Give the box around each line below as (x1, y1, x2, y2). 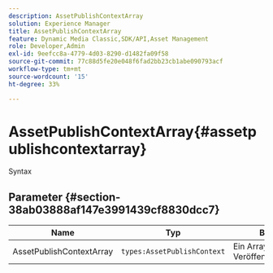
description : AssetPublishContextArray (8, 11, 144, 20)
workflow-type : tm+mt (8, 65, 82, 73)
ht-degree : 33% (8, 80, 60, 88)
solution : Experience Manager (8, 20, 111, 28)
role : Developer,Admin (8, 42, 85, 51)
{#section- (64, 190, 121, 204)
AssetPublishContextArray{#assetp (8, 122, 258, 141)
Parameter (8, 190, 63, 204)
